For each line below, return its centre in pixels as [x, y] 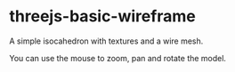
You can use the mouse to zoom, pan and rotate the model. [118, 58]
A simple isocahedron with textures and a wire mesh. [106, 41]
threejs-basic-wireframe [102, 16]
